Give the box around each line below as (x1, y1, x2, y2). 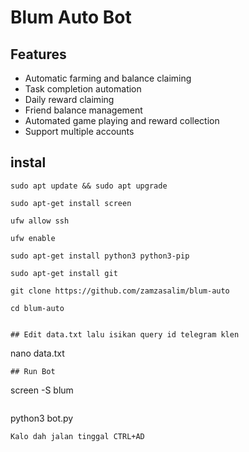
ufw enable (10, 233, 56, 243)
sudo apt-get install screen (10, 198, 132, 208)
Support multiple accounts (24, 126, 135, 137)
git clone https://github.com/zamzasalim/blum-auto (10, 286, 230, 296)
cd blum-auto (10, 303, 65, 313)
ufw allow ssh (10, 216, 70, 226)
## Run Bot (10, 366, 56, 376)
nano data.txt (10, 347, 65, 359)
